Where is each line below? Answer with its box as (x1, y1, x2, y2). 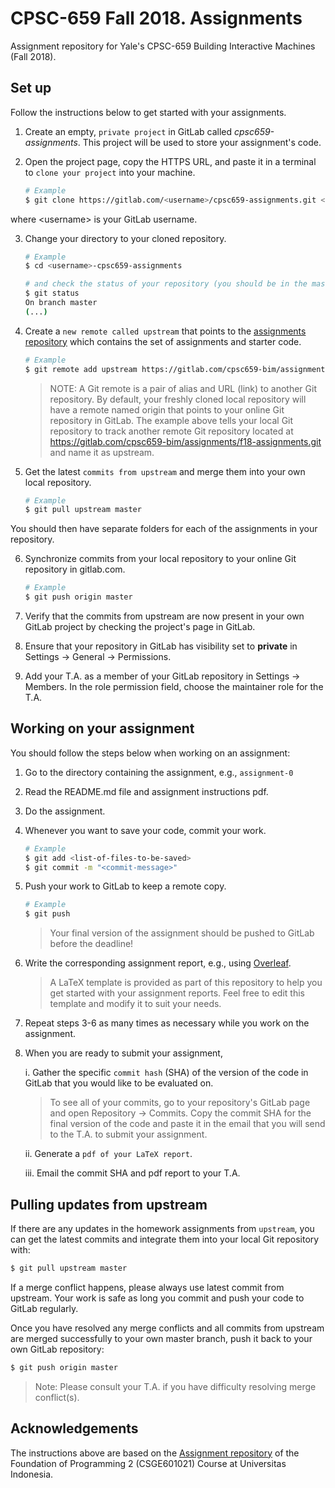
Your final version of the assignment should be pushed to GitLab (49, 927, 315, 939)
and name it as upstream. (49, 446, 155, 458)
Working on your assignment (10, 720, 195, 737)
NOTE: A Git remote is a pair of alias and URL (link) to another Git (49, 382, 317, 394)
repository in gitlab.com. (24, 563, 126, 576)
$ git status (24, 288, 80, 299)
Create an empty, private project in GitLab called (24, 125, 233, 137)
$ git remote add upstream (24, 364, 138, 374)
